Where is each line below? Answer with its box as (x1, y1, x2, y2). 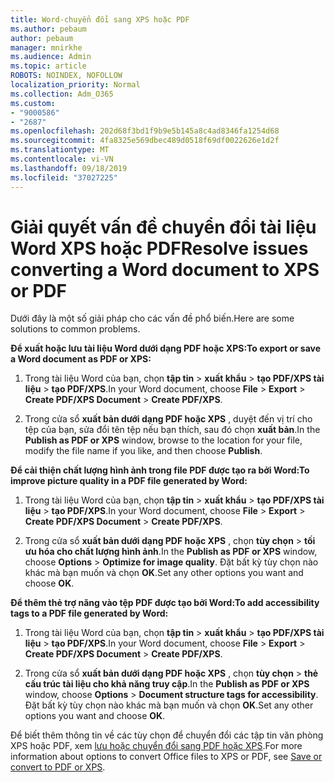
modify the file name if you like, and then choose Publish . (24, 445, 263, 457)
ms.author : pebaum (10, 24, 87, 34)
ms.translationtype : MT (10, 145, 110, 155)
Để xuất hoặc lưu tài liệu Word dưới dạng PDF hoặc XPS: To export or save (10, 342, 322, 355)
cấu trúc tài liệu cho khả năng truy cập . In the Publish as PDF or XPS (24, 678, 310, 690)
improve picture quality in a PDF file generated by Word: (10, 475, 248, 487)
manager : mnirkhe (10, 42, 83, 53)
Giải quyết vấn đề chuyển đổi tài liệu (10, 216, 317, 238)
